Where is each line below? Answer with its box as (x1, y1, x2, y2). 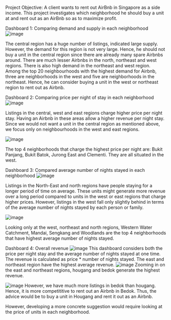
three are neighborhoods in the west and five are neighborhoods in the (5, 74, 155, 79)
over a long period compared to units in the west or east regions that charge (5, 193, 166, 200)
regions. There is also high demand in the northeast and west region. (5, 63, 151, 68)
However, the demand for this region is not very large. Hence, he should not (5, 46, 165, 52)
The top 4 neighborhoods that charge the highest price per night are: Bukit (5, 146, 163, 152)
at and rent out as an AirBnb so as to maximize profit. (5, 15, 118, 21)
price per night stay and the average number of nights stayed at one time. (5, 251, 161, 257)
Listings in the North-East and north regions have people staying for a (5, 183, 153, 188)
